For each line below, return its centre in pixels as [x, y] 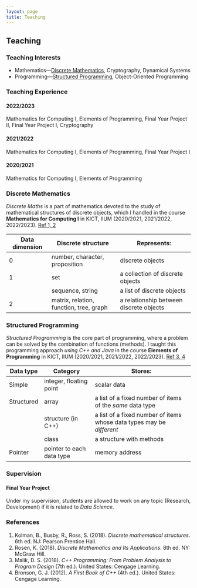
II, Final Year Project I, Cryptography [50, 125]
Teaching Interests [33, 58]
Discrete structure [83, 243]
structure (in [61, 419]
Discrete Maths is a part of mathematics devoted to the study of [83, 206]
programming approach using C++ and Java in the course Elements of [92, 350]
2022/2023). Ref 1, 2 [31, 225]
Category [67, 371]
